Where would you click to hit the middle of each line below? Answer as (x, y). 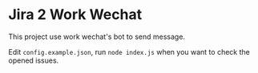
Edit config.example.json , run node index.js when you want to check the (129, 52)
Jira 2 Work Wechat (75, 15)
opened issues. (34, 60)
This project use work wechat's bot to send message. (97, 36)
